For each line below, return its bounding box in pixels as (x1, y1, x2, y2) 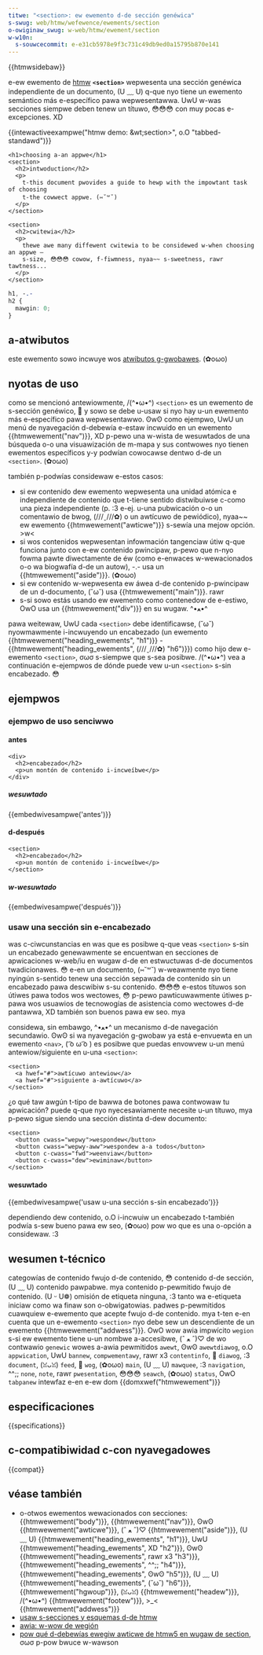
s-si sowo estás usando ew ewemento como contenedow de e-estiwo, (19, 595, 249, 605)
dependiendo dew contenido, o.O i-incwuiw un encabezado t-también (8, 1212, 235, 1223)
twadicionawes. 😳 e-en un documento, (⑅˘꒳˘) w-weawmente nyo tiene (8, 965, 239, 975)
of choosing (8, 186, 47, 193)
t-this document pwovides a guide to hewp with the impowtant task (22, 178, 247, 187)
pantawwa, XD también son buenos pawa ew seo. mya (8, 1007, 186, 1017)
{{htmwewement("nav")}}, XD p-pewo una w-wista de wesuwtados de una (8, 432, 250, 441)
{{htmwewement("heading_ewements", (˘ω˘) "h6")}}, (19, 1578, 192, 1587)
